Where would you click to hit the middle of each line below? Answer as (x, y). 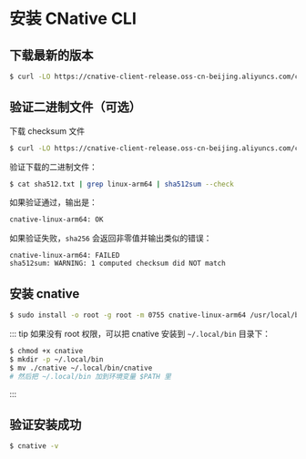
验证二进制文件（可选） (75, 107)
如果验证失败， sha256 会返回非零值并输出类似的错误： (111, 239)
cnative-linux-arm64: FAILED (65, 256)
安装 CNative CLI (73, 19)
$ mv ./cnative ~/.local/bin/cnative (81, 368)
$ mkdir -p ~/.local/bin (56, 359)
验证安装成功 (46, 424)
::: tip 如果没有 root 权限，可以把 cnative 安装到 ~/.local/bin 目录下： (140, 334)
